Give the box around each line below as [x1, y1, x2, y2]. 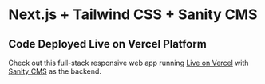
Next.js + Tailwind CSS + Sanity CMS [8, 6, 258, 24]
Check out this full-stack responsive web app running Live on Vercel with [8, 58, 249, 67]
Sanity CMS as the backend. [8, 67, 102, 76]
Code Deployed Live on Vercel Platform [8, 37, 208, 51]
